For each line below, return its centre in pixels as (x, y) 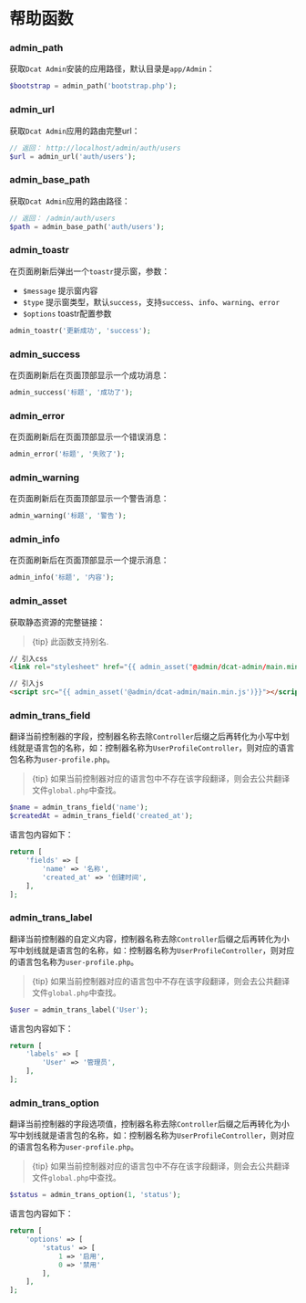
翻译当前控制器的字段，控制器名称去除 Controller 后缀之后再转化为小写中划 (149, 737)
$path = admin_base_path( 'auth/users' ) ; (87, 226)
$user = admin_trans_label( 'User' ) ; (79, 1010)
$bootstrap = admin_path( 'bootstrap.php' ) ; (93, 86)
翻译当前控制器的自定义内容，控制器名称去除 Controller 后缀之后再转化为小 (149, 939)
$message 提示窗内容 (60, 290)
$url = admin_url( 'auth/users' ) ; (73, 156)
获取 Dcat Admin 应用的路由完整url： (75, 131)
